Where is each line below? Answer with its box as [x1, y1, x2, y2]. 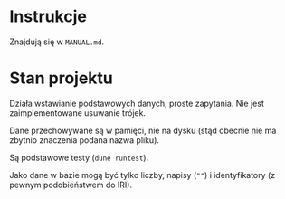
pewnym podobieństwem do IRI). [9, 179, 133, 190]
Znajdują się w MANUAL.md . [9, 36, 105, 47]
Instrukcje [9, 6, 88, 27]
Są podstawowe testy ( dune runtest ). [9, 152, 149, 163]
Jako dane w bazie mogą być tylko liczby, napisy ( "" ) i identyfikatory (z [9, 169, 276, 180]
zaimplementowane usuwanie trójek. [9, 107, 147, 118]
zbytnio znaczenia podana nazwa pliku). [9, 134, 160, 146]
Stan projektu [9, 68, 113, 89]
